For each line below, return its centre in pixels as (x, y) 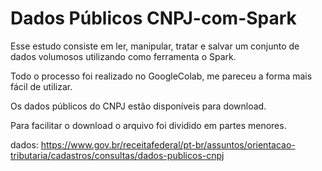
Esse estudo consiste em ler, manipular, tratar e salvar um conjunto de (155, 46)
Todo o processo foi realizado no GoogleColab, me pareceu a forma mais (161, 76)
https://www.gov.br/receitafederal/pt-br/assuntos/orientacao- (168, 144)
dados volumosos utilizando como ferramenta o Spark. (123, 56)
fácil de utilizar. (41, 86)
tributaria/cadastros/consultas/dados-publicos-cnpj (117, 155)
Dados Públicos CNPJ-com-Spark (153, 18)
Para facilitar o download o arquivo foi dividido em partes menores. (148, 125)
